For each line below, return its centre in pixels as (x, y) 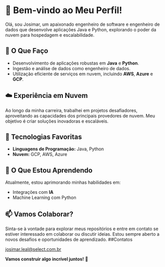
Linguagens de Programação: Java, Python (58, 149)
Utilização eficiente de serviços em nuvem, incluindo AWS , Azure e (83, 74)
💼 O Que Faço (27, 51)
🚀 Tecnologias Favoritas (44, 137)
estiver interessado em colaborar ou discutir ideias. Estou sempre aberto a (82, 234)
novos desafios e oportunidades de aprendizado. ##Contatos (69, 239)
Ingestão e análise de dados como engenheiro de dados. (71, 68)
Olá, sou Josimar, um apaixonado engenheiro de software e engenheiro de (82, 24)
